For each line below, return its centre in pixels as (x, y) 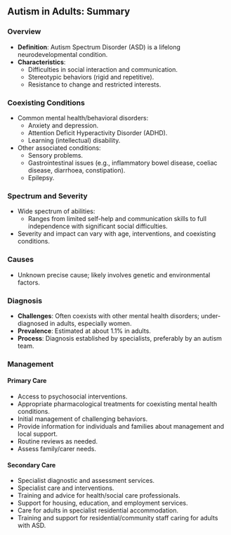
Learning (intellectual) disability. (74, 140)
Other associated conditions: (59, 148)
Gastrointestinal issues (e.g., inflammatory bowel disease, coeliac (123, 163)
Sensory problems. (55, 155)
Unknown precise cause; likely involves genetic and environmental (114, 275)
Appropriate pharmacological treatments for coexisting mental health (117, 404)
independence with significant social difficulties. (98, 226)
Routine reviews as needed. (58, 441)
